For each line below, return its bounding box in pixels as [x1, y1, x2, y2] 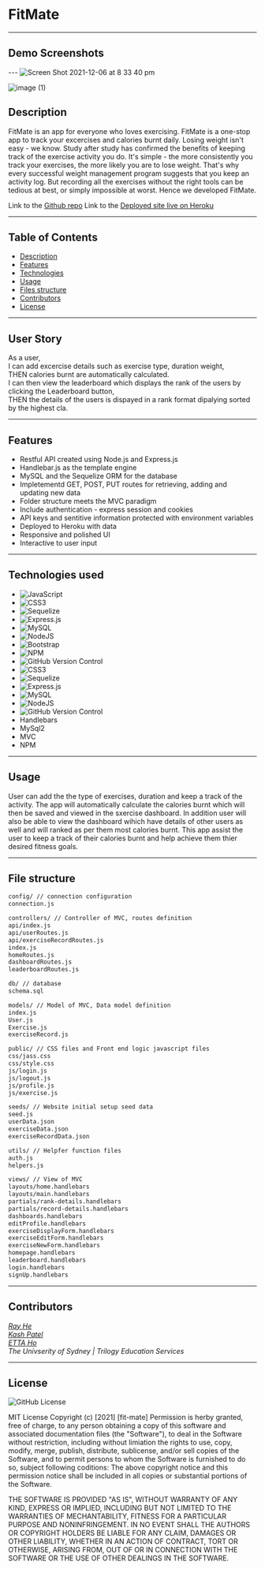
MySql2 [19, 723, 45, 732]
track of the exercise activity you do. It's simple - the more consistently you [8, 151, 254, 161]
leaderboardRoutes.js [8, 966, 80, 974]
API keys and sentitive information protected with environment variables [19, 513, 254, 522]
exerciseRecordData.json [8, 1132, 90, 1140]
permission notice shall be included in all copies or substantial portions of [8, 1471, 248, 1481]
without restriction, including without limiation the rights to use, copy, [8, 1437, 233, 1448]
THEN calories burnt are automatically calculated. [8, 370, 170, 379]
